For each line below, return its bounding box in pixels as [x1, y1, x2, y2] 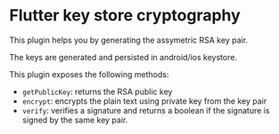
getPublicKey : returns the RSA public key [21, 86, 173, 97]
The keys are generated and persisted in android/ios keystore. [9, 51, 238, 62]
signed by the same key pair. [21, 114, 128, 125]
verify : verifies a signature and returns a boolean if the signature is [21, 105, 270, 115]
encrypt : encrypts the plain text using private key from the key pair [21, 95, 267, 106]
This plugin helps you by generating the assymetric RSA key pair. [9, 35, 248, 45]
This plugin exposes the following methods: [9, 68, 169, 80]
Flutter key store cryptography [9, 5, 241, 26]
